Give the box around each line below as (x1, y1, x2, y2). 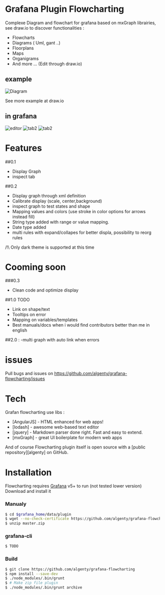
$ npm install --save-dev (5, 571, 58, 576)
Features (5, 142, 42, 153)
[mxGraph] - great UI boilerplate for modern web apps (12, 435, 122, 441)
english (12, 327, 27, 334)
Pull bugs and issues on (5, 371, 53, 376)
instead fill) (12, 214, 35, 220)
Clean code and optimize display (12, 287, 79, 293)
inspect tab (12, 174, 35, 180)
